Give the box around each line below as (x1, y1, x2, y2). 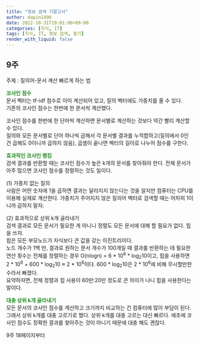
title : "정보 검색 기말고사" (6, 8, 68, 15)
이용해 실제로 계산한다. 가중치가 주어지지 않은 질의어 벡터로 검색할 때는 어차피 (6, 194, 185, 201)
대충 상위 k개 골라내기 (6, 296, 56, 304)
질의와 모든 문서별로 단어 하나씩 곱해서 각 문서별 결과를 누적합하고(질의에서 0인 (6, 132, 189, 139)
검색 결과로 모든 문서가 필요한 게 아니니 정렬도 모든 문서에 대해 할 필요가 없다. (6, 221, 185, 229)
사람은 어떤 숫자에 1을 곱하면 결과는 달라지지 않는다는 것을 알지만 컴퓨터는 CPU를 (6, 187, 194, 194)
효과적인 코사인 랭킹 (6, 152, 52, 159)
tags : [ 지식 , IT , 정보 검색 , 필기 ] (6, 31, 84, 37)
